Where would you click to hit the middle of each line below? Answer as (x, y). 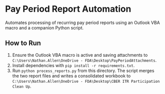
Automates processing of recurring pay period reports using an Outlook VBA (82, 23)
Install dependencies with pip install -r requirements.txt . (73, 65)
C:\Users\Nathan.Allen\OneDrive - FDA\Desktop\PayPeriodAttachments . (84, 60)
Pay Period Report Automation (68, 9)
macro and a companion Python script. (44, 27)
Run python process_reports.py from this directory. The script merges (83, 70)
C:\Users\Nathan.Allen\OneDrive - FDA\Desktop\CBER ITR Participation (86, 81)
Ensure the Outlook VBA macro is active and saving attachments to (80, 55)
